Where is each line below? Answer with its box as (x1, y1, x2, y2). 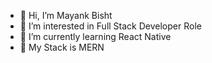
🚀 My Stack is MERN (19, 41, 105, 53)
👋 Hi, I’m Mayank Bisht (19, 10, 113, 21)
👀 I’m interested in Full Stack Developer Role (19, 20, 202, 32)
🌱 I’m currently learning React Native (19, 31, 172, 42)
